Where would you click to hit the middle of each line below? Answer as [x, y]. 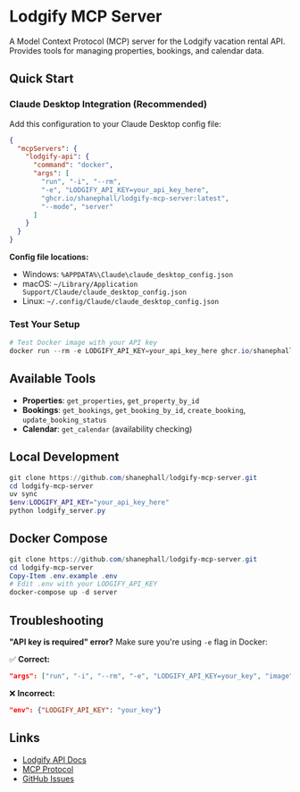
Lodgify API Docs [54, 759]
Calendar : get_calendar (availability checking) [107, 429]
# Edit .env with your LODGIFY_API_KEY [83, 584]
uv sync [24, 494]
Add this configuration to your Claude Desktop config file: [115, 123]
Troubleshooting [57, 620]
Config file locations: [49, 257]
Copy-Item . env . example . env [63, 576]
